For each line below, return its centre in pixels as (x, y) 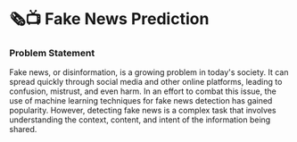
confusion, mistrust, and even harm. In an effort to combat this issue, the (143, 91)
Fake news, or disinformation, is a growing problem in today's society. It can (149, 72)
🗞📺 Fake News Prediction (109, 19)
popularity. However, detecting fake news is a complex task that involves (143, 111)
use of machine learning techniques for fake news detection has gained (141, 101)
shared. (23, 129)
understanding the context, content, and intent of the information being (140, 120)
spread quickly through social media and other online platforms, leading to (146, 82)
